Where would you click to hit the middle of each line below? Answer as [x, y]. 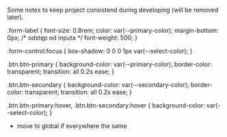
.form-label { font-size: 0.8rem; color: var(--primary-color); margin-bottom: [113, 30]
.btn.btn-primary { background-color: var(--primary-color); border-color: [109, 64]
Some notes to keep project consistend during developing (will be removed [113, 10]
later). [15, 17]
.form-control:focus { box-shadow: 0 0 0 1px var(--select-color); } [100, 51]
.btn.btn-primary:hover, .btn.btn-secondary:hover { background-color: [106, 105]
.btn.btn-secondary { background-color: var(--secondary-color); [98, 85]
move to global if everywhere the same [72, 126]
